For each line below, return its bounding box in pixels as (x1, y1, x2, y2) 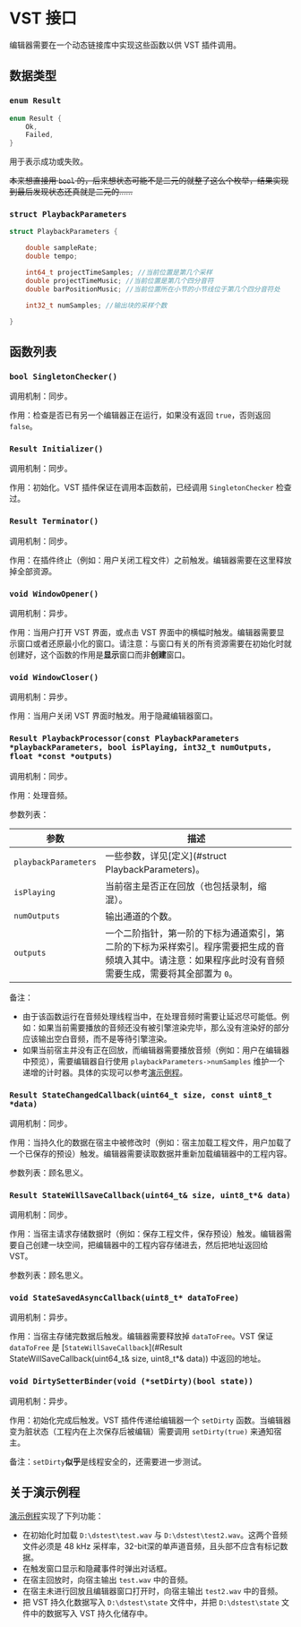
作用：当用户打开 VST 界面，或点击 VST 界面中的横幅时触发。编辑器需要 (9, 627, 277, 637)
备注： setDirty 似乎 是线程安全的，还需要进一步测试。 (9, 1456, 207, 1467)
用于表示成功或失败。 (9, 156, 88, 167)
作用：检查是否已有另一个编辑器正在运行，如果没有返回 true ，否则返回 (9, 409, 271, 421)
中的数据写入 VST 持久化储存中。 (30, 1607, 153, 1618)
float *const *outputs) (9, 752, 114, 762)
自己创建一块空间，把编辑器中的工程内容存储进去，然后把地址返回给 (16, 1240, 269, 1251)
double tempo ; (25, 252, 78, 261)
